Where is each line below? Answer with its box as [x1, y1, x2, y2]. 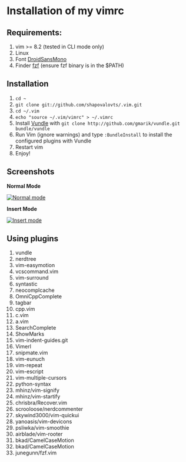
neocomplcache [15, 287, 55, 294]
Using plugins [6, 234, 58, 244]
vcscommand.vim [15, 268, 58, 275]
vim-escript [15, 368, 44, 375]
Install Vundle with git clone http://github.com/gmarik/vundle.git [15, 119, 180, 127]
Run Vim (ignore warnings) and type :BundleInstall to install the [15, 131, 172, 138]
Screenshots [6, 167, 55, 177]
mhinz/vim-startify [15, 393, 61, 400]
